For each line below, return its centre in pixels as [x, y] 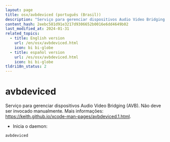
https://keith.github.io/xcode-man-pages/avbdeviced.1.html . [68, 117]
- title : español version [37, 52]
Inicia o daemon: [30, 126]
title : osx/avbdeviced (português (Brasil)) [53, 15]
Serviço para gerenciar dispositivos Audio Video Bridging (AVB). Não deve [83, 106]
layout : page [19, 10]
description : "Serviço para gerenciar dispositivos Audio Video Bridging [85, 19]
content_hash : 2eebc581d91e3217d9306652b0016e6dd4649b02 [67, 24]
